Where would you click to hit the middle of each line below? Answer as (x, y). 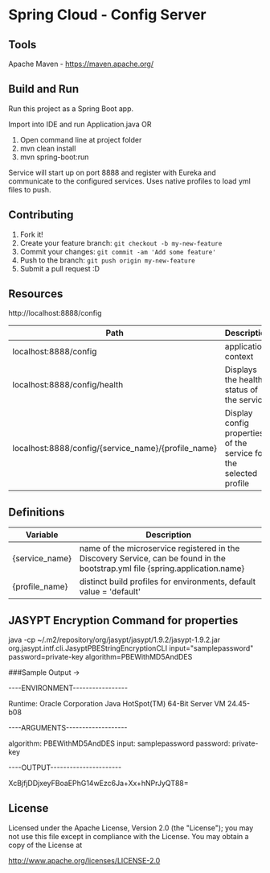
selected (241, 474)
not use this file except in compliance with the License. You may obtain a (129, 836)
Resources (36, 294)
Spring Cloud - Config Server (107, 15)
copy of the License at (45, 845)
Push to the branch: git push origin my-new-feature (107, 260)
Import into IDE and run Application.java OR (80, 124)
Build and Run (43, 89)
